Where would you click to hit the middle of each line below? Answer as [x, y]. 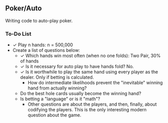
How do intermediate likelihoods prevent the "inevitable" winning [95, 83]
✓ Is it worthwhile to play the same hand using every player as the [89, 72]
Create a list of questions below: [46, 50]
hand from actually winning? [57, 88]
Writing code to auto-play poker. [39, 20]
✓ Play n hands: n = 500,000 [43, 45]
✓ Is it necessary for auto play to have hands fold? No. [77, 67]
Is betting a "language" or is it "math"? [60, 99]
